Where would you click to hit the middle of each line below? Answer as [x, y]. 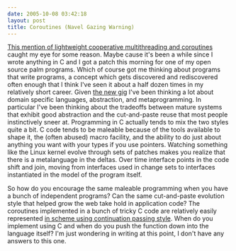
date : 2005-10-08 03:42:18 [47, 14]
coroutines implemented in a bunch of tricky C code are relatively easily [112, 211]
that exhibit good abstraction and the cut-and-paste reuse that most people [118, 115]
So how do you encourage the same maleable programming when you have [118, 189]
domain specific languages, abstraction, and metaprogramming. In [105, 100]
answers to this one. [37, 241]
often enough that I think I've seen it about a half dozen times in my [106, 85]
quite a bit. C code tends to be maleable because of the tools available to [114, 130]
